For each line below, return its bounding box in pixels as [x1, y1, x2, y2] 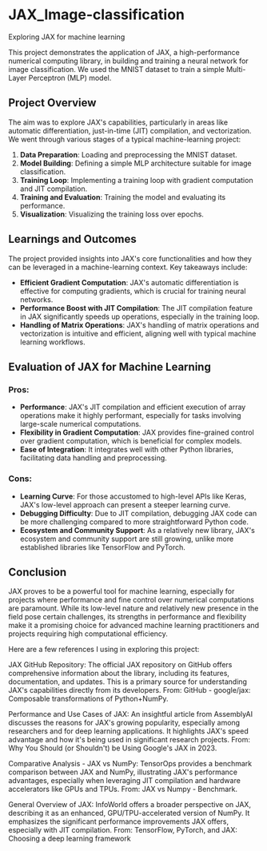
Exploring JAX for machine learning [8, 32, 126, 42]
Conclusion [8, 565, 67, 579]
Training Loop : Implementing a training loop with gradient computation [19, 175, 253, 185]
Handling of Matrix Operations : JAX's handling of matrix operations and [19, 320, 260, 329]
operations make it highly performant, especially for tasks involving [19, 411, 241, 420]
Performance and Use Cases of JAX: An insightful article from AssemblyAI [8, 710, 253, 719]
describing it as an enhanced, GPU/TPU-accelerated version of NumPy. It [8, 809, 250, 818]
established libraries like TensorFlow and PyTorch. [19, 542, 186, 552]
